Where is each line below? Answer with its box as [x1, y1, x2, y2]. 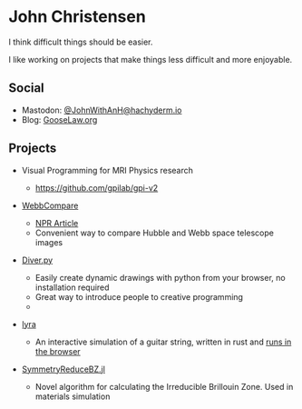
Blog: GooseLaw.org [21, 114, 98, 125]
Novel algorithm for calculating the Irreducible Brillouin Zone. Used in [34, 381, 294, 392]
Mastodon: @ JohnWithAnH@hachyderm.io [21, 105, 182, 115]
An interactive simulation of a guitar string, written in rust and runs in [34, 336, 292, 347]
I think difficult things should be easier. [8, 36, 153, 47]
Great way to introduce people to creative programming [34, 291, 244, 302]
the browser [34, 345, 81, 356]
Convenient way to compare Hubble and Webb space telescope [34, 227, 274, 238]
